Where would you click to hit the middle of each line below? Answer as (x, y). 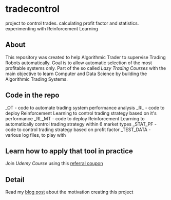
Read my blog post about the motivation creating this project (69, 192)
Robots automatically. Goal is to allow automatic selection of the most (79, 63)
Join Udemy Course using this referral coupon (54, 163)
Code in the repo (32, 95)
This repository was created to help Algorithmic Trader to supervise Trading (85, 57)
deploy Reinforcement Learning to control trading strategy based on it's (81, 113)
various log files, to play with (36, 135)
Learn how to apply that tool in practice (69, 151)
